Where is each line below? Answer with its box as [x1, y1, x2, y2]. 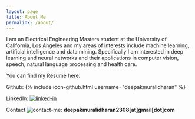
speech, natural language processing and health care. [6, 61, 137, 68]
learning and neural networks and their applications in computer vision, [6, 54, 179, 62]
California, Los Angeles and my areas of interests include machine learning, [6, 42, 190, 49]
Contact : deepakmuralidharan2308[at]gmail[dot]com [6, 107, 175, 114]
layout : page [6, 8, 38, 15]
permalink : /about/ [6, 19, 54, 25]
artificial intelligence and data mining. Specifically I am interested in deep [6, 48, 184, 55]
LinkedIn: [6, 95, 28, 102]
